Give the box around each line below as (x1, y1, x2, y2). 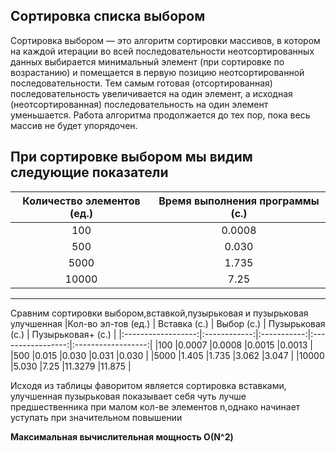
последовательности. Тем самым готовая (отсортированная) (10, 77, 273, 89)
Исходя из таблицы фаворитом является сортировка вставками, (10, 379, 287, 391)
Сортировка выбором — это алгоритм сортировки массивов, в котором (10, 34, 321, 46)
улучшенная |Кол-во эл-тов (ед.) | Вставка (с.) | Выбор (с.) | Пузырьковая (10, 317, 326, 329)
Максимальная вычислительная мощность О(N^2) (10, 430, 234, 443)
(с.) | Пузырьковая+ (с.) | (10, 328, 117, 340)
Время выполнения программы (158, 194, 320, 208)
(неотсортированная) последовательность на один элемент (10, 98, 269, 110)
